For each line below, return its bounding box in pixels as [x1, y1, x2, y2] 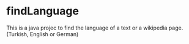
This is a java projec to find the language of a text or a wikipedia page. [6, 24, 183, 31]
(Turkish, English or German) [6, 30, 79, 37]
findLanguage [6, 4, 80, 18]
